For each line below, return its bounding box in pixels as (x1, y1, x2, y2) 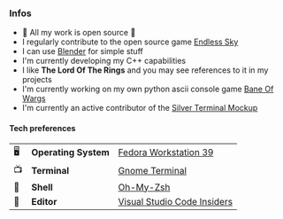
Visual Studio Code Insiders (118, 195, 233, 207)
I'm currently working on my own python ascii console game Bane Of (21, 83, 274, 95)
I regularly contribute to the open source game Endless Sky (21, 36, 239, 47)
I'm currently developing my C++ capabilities (21, 56, 187, 66)
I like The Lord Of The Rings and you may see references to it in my (21, 65, 269, 75)
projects (21, 74, 53, 85)
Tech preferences (9, 122, 76, 133)
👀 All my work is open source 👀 (21, 27, 136, 38)
